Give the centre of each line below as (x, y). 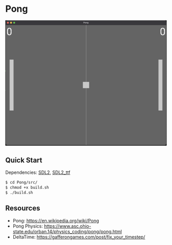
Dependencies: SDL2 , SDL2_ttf (38, 172)
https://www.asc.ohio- (67, 226)
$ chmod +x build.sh (27, 188)
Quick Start (24, 160)
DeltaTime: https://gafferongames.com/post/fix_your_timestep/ (79, 237)
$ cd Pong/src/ (21, 183)
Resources (23, 208)
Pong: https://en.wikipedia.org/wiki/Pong (56, 220)
